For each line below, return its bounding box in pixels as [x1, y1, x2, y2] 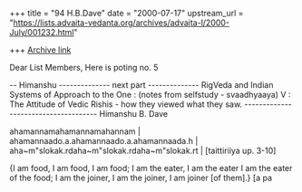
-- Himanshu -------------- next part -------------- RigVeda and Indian [9, 80, 274, 90]
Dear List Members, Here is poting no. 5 [9, 62, 159, 72]
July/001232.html [9, 27, 74, 37]
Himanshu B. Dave [99, 109, 169, 119]
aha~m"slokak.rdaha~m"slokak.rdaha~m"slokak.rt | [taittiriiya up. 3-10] [9, 145, 277, 156]
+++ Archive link [9, 44, 72, 55]
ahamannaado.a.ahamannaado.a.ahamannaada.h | [9, 136, 199, 146]
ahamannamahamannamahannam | [9, 126, 141, 137]
